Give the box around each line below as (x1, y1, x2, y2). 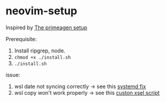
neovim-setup (5, 4, 78, 18)
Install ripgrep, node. (14, 47, 66, 54)
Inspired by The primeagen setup (5, 24, 88, 31)
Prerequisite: (5, 35, 37, 42)
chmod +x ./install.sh (14, 54, 71, 60)
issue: (5, 71, 20, 78)
